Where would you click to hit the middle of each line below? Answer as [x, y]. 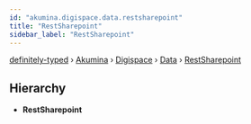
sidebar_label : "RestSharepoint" [72, 34]
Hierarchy [38, 88]
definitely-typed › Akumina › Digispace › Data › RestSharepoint [125, 60]
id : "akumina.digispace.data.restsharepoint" [96, 18]
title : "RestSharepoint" [56, 26]
